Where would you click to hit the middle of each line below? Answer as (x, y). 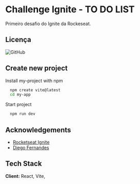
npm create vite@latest (35, 90)
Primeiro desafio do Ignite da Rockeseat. (48, 24)
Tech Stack (24, 164)
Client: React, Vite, (25, 176)
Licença (18, 40)
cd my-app (20, 95)
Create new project (36, 68)
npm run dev (23, 114)
